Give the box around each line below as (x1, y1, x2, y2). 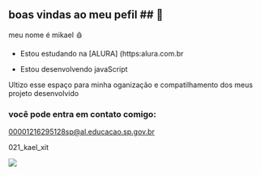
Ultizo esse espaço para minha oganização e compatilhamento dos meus (8, 80, 254, 90)
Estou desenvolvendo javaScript (19, 64, 128, 73)
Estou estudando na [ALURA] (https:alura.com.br (19, 48, 184, 58)
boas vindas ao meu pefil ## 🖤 (8, 8, 164, 22)
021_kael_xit (8, 143, 49, 152)
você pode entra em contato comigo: (8, 108, 156, 119)
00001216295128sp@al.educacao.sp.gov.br (8, 127, 156, 137)
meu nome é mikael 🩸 (8, 30, 83, 40)
